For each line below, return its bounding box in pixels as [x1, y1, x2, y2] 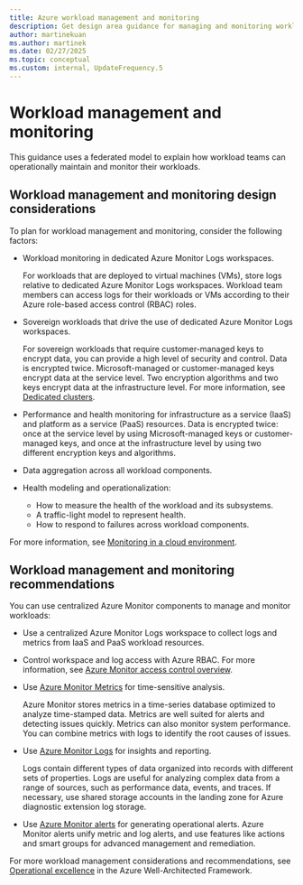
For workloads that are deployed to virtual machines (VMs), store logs [22, 270, 282, 281]
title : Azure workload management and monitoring [9, 13, 200, 23]
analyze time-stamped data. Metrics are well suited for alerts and [22, 709, 265, 720]
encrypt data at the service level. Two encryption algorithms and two [22, 372, 279, 383]
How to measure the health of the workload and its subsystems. [35, 499, 273, 510]
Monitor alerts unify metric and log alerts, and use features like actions [22, 828, 286, 840]
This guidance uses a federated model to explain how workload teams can [9, 151, 286, 163]
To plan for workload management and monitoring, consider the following [9, 225, 282, 236]
